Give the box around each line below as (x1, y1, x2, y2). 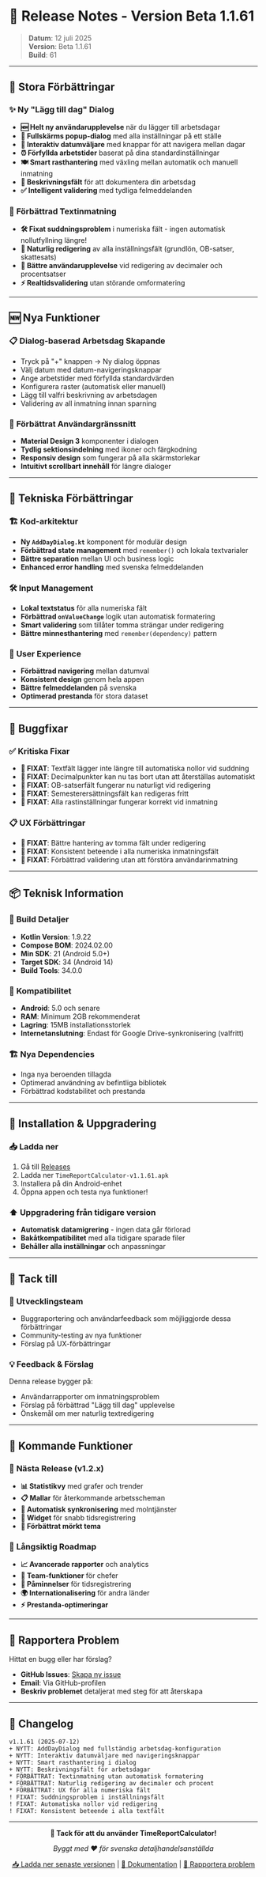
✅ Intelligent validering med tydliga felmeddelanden (20, 185, 193, 195)
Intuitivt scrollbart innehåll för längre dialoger (20, 461, 172, 471)
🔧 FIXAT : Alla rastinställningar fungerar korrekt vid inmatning (20, 797, 218, 806)
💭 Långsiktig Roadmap (9, 1542, 97, 1553)
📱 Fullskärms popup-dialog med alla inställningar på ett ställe (20, 131, 222, 141)
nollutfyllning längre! (20, 235, 88, 244)
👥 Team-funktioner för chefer (20, 1571, 118, 1580)
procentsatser (20, 269, 66, 278)
